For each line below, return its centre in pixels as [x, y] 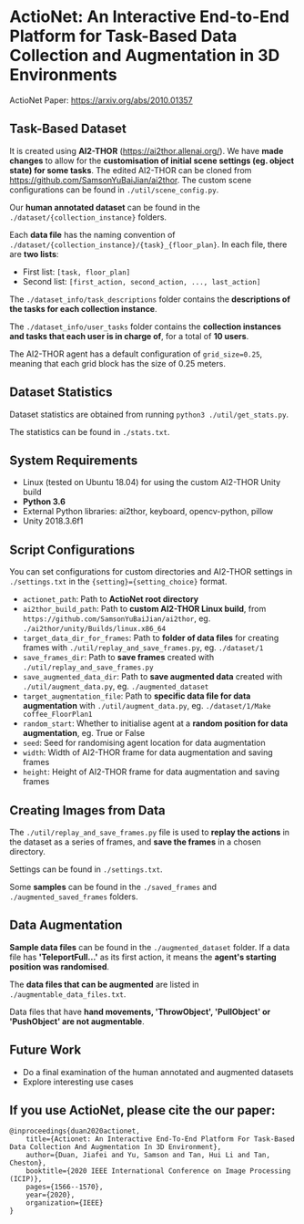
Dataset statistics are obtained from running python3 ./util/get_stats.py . [149, 414]
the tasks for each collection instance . [83, 308]
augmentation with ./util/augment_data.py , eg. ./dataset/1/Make [147, 706]
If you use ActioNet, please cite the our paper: [142, 1110]
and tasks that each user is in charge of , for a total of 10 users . [129, 336]
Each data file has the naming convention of [92, 234]
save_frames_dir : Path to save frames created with [118, 658]
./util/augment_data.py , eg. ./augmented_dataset [116, 687]
